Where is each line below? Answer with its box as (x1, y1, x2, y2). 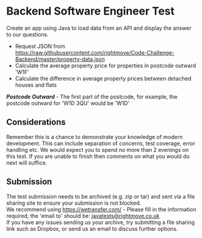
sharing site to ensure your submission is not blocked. (6, 199, 141, 206)
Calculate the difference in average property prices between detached (15, 75, 192, 82)
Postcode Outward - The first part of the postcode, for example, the (6, 93, 178, 100)
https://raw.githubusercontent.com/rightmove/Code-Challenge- (15, 49, 175, 56)
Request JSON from (15, 42, 66, 50)
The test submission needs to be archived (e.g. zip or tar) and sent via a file (6, 192, 195, 200)
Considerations (6, 117, 66, 127)
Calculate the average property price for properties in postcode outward (15, 62, 196, 69)
